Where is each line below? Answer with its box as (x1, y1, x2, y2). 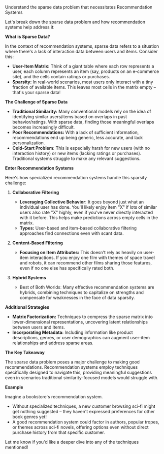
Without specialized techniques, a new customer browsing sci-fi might (12, 403, 156, 409)
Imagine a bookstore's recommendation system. (5, 394, 103, 399)
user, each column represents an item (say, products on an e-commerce (12, 68, 159, 74)
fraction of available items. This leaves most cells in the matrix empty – (12, 84, 156, 90)
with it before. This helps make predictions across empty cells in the (19, 215, 158, 221)
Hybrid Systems (12, 275, 46, 280)
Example (5, 384, 24, 390)
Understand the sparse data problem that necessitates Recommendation (5, 4, 153, 10)
